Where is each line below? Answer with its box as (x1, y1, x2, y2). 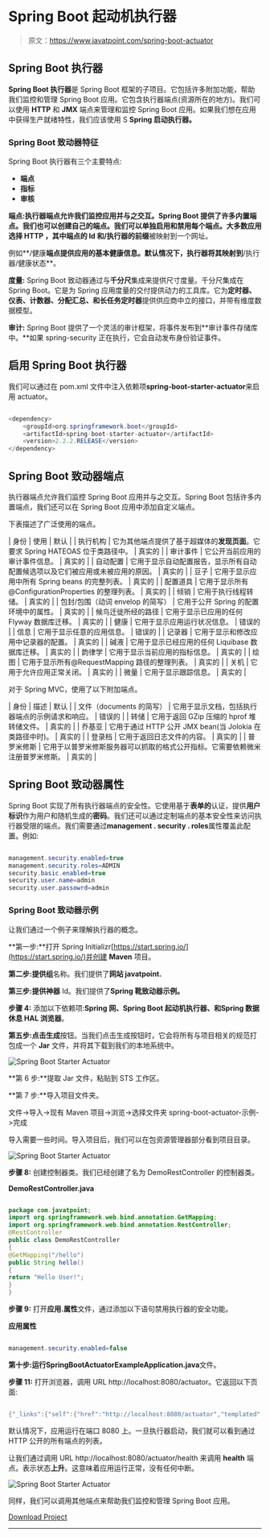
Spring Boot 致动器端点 (8, 469, 125, 483)
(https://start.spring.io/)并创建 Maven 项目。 (8, 952, 156, 962)
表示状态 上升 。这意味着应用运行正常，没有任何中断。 (22, 1463, 198, 1473)
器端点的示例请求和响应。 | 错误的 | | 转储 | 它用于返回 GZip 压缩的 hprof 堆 (8, 712, 256, 721)
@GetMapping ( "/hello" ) (8, 1251, 84, 1259)
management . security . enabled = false (8, 1344, 128, 1352)
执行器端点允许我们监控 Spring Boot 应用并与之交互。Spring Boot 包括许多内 (8, 492, 262, 502)
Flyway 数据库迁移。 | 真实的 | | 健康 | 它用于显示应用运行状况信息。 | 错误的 (8, 617, 261, 627)
